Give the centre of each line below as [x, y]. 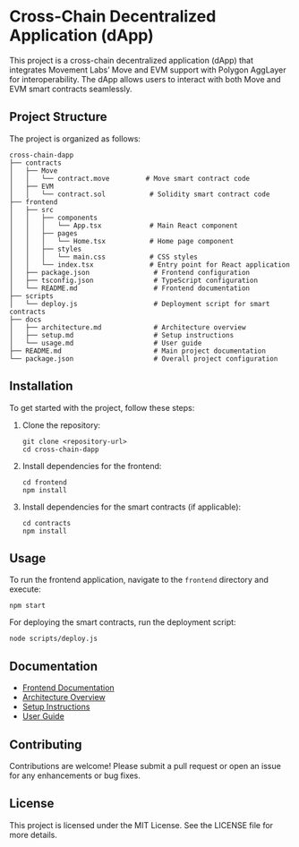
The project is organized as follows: [75, 138]
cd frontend [44, 482]
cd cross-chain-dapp [60, 449]
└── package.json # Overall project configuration [144, 359]
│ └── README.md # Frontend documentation [130, 288]
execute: [26, 589]
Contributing [46, 744]
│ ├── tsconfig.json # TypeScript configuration [133, 280]
